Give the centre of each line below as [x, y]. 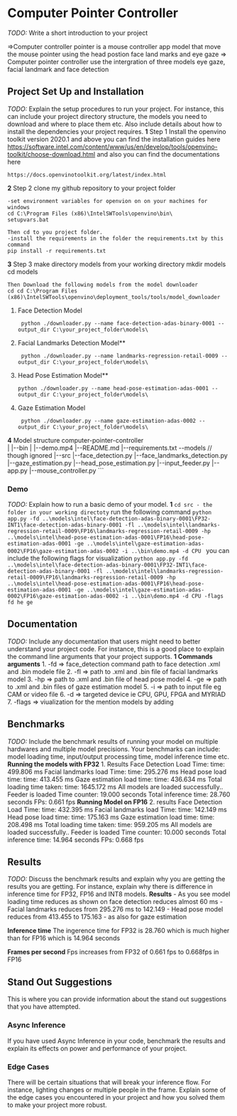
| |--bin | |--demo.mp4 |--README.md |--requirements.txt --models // [110, 448]
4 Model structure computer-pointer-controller [76, 440]
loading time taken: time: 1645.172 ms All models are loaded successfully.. [115, 786]
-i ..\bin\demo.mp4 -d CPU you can [176, 551]
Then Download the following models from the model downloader [103, 285]
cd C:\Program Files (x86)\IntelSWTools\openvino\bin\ [90, 214]
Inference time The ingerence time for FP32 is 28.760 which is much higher [118, 931]
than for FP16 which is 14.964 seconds [64, 938]
